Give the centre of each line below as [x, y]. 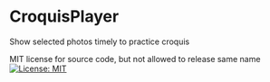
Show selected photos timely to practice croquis [100, 41]
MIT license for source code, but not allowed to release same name [135, 59]
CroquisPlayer [64, 17]
